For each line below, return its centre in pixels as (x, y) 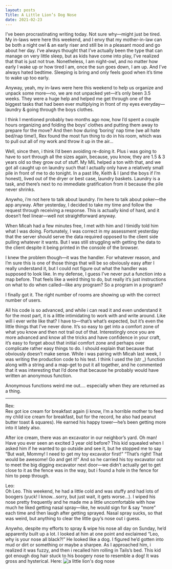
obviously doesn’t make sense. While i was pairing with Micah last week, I (83, 354)
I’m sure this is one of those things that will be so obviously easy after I (80, 263)
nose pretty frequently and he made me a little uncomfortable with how (80, 502)
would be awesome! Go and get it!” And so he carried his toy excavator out (84, 460)
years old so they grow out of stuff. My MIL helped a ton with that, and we (83, 162)
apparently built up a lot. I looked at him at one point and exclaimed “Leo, (82, 534)
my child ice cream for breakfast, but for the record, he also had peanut (81, 417)
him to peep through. (27, 476)
